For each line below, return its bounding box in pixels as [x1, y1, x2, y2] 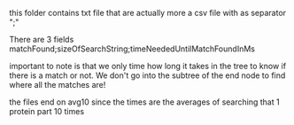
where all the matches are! [9, 80, 106, 90]
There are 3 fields [9, 35, 74, 44]
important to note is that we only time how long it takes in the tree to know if [9, 61, 286, 71]
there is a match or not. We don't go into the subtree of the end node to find [9, 70, 286, 81]
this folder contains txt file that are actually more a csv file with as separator [9, 8, 286, 18]
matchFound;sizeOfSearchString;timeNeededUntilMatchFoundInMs [9, 43, 255, 54]
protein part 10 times [9, 106, 85, 116]
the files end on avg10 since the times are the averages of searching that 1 [9, 97, 281, 107]
